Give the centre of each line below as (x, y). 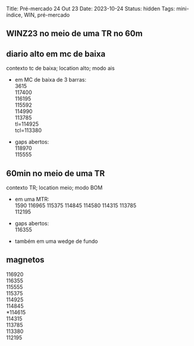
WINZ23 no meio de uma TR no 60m (74, 34)
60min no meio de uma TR (56, 173)
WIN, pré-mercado (47, 15)
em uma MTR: (32, 200)
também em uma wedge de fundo (56, 241)
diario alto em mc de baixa (56, 54)
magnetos (25, 260)
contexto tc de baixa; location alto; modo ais (60, 68)
